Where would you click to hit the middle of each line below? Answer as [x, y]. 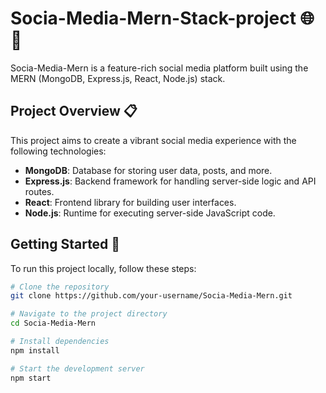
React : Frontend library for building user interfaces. [130, 202]
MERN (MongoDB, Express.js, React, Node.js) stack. [118, 78]
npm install [35, 350]
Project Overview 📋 [74, 111]
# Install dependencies [60, 342]
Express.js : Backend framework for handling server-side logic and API [170, 181]
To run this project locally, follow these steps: [103, 268]
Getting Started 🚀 [65, 244]
